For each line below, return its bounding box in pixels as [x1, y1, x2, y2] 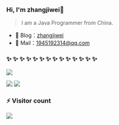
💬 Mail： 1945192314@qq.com [15, 39, 90, 47]
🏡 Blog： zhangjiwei [15, 32, 64, 39]
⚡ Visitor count [6, 96, 52, 105]
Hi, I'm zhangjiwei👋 [6, 5, 64, 14]
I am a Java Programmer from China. [21, 19, 114, 27]
